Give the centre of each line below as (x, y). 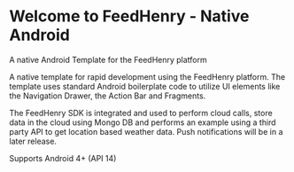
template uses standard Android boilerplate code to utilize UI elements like (145, 86)
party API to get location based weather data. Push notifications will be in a (146, 131)
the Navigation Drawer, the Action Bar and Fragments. (108, 96)
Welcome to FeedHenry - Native (129, 16)
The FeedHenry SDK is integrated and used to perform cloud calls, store (141, 113)
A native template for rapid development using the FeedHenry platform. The (147, 76)
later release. (33, 141)
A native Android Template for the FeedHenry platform (108, 59)
